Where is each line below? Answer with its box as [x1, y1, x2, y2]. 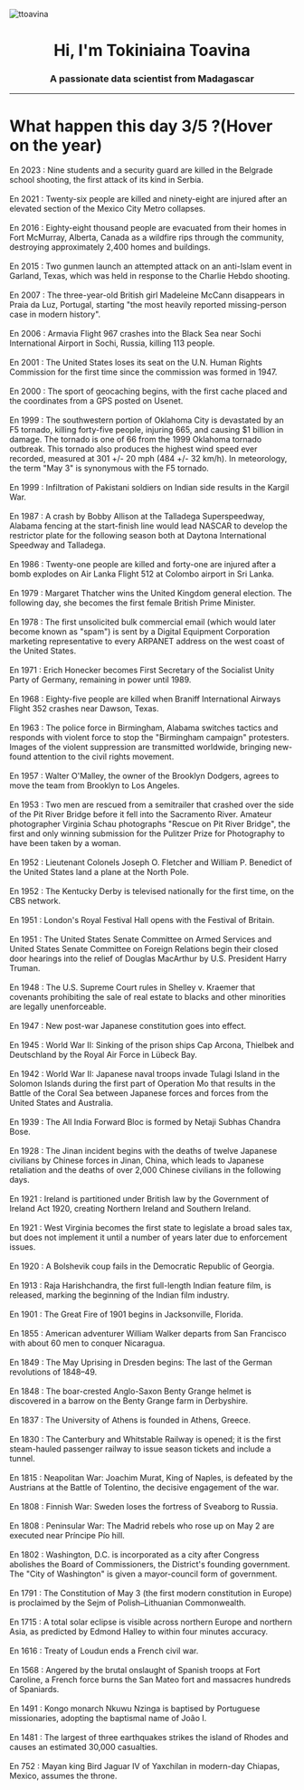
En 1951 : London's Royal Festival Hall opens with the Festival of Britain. [9, 915, 275, 926]
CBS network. [9, 896, 62, 907]
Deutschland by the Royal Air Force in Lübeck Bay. [9, 1050, 197, 1061]
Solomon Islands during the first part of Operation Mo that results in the [9, 1078, 276, 1090]
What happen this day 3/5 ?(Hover [9, 116, 273, 136]
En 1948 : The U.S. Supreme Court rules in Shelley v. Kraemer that [9, 982, 256, 993]
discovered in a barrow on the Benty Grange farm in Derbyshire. [9, 1395, 249, 1406]
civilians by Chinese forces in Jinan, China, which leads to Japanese [9, 1155, 264, 1166]
